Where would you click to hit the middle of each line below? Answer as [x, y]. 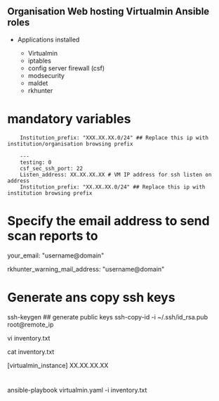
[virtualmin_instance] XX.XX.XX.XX [58, 365]
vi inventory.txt [29, 338]
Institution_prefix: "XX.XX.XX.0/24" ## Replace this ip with [113, 187]
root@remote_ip [31, 324]
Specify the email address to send [108, 221]
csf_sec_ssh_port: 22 [51, 168]
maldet [38, 83]
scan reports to [53, 236]
